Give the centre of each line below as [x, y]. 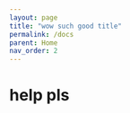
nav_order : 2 [34, 51]
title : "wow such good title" [66, 26]
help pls [39, 96]
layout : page [34, 17]
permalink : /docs [42, 34]
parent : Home [34, 43]
